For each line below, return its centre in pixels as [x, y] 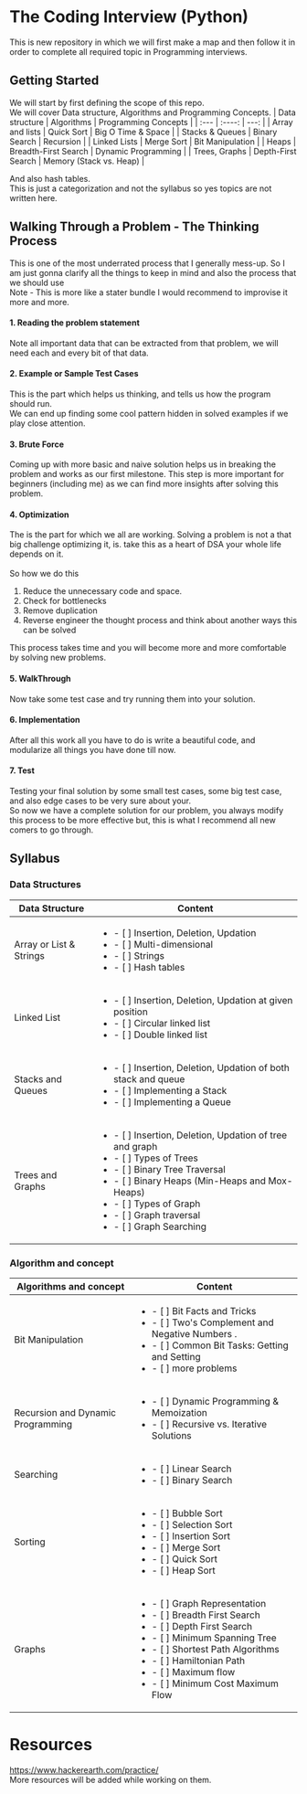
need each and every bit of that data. [79, 353]
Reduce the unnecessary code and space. [102, 591]
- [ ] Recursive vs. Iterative [209, 1424]
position [131, 1012]
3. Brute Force [37, 444]
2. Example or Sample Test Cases [74, 374]
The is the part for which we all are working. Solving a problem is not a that [151, 535]
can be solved [49, 630]
